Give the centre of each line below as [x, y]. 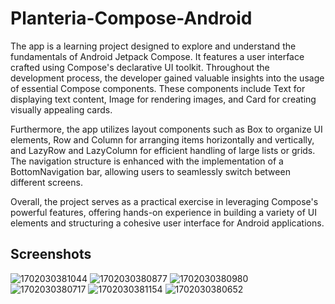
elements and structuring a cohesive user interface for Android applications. [167, 223]
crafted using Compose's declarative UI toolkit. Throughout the [140, 67]
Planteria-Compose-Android [131, 18]
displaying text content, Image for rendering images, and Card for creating [163, 99]
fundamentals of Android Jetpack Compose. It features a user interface [157, 56]
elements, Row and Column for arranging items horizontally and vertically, [162, 139]
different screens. [46, 182]
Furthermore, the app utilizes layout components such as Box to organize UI [166, 129]
